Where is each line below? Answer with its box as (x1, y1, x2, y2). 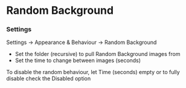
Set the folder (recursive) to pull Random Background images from (14, 51, 181, 58)
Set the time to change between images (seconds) (14, 57, 141, 64)
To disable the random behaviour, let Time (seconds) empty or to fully (6, 69, 180, 76)
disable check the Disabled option (6, 75, 91, 82)
